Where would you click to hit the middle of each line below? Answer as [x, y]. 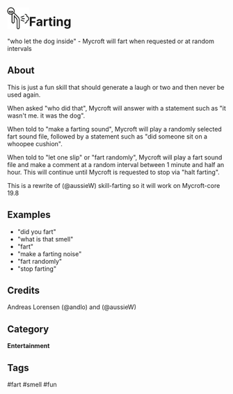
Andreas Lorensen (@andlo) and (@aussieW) [72, 307]
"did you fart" [37, 231]
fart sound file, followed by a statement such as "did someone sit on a [107, 136]
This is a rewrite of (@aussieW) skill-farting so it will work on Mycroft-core [114, 185]
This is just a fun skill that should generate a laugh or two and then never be [116, 87]
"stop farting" [37, 269]
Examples [29, 215]
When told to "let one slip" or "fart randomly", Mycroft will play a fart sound [115, 157]
